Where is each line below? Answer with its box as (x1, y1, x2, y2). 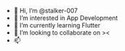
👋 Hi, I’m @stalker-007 (13, 7, 78, 14)
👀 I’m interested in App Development (13, 14, 118, 22)
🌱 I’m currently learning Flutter (13, 21, 101, 29)
